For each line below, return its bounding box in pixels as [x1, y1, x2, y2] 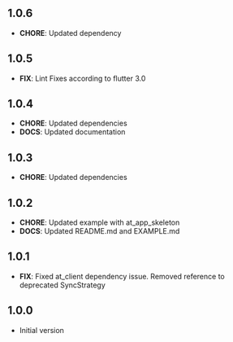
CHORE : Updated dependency [19, 28, 122, 37]
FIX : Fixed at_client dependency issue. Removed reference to [19, 271, 225, 281]
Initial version [19, 325, 64, 335]
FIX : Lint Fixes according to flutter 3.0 [19, 73, 146, 83]
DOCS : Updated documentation [19, 127, 126, 137]
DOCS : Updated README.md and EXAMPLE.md [19, 226, 180, 236]
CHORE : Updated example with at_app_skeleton [19, 217, 180, 227]
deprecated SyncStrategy [19, 280, 106, 290]
